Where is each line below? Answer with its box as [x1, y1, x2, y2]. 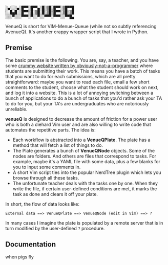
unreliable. [5, 106, 28, 112]
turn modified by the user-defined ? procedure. [5, 225, 105, 231]
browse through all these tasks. [12, 174, 79, 181]
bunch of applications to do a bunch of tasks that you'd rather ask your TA [5, 95, 162, 101]
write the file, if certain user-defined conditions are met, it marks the [12, 185, 157, 192]
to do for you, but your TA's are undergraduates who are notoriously [5, 100, 149, 106]
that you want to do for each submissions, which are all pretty [5, 73, 136, 79]
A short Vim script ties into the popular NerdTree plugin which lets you [12, 169, 161, 175]
